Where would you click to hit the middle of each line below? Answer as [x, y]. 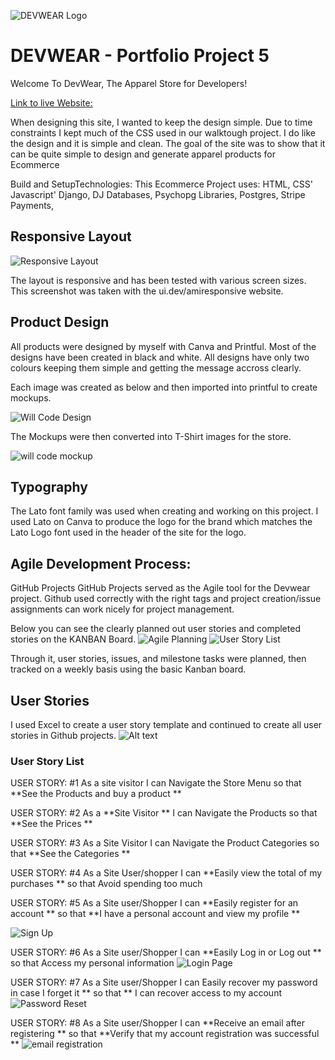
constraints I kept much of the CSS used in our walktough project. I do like [163, 132]
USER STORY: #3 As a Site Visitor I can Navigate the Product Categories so [165, 843]
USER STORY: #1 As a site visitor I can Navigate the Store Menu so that [156, 783]
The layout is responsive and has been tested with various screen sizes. [158, 280]
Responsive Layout [71, 236]
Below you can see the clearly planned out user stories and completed [155, 629]
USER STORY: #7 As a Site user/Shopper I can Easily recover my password [164, 982]
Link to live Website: [51, 102]
